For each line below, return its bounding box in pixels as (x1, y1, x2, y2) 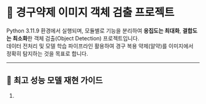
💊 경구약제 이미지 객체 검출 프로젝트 (6, 6, 175, 20)
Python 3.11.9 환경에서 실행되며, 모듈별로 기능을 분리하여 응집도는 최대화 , (6, 27, 181, 34)
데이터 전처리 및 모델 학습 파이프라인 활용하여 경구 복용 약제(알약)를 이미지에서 (6, 42, 194, 50)
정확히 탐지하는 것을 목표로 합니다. (6, 50, 88, 57)
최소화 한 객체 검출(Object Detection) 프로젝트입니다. (12, 34, 140, 42)
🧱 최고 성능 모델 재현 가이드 (6, 75, 103, 86)
